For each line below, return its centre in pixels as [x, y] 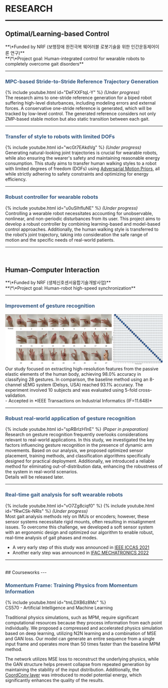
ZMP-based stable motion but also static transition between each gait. [77, 119]
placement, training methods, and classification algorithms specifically [78, 456]
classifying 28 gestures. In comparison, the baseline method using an [77, 380]
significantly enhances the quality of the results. [54, 680]
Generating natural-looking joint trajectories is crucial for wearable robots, [81, 153]
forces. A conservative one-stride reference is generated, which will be [78, 109]
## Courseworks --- [26, 572]
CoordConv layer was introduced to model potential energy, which [73, 675]
